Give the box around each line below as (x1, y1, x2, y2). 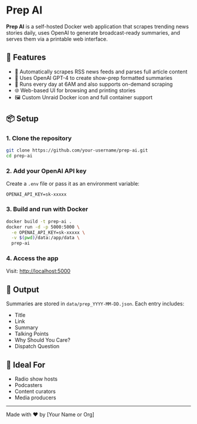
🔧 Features (6, 52, 46, 62)
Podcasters (14, 382, 43, 389)
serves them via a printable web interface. (6, 35, 108, 42)
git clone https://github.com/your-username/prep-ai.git (6, 147, 148, 153)
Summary (14, 324, 38, 331)
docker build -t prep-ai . (6, 218, 72, 224)
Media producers (14, 394, 57, 401)
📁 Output (6, 284, 39, 294)
